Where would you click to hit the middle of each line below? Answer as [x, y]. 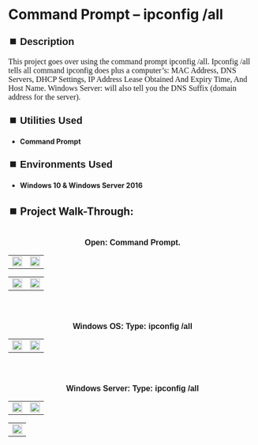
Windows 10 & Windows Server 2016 [81, 185]
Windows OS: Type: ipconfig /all [133, 326]
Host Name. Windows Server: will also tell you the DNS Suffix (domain [122, 88]
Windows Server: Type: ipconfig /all [133, 389]
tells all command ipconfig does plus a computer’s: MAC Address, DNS [122, 71]
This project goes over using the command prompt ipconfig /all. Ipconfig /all [129, 62]
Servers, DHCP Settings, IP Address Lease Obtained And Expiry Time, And [128, 80]
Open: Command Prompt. [133, 243]
